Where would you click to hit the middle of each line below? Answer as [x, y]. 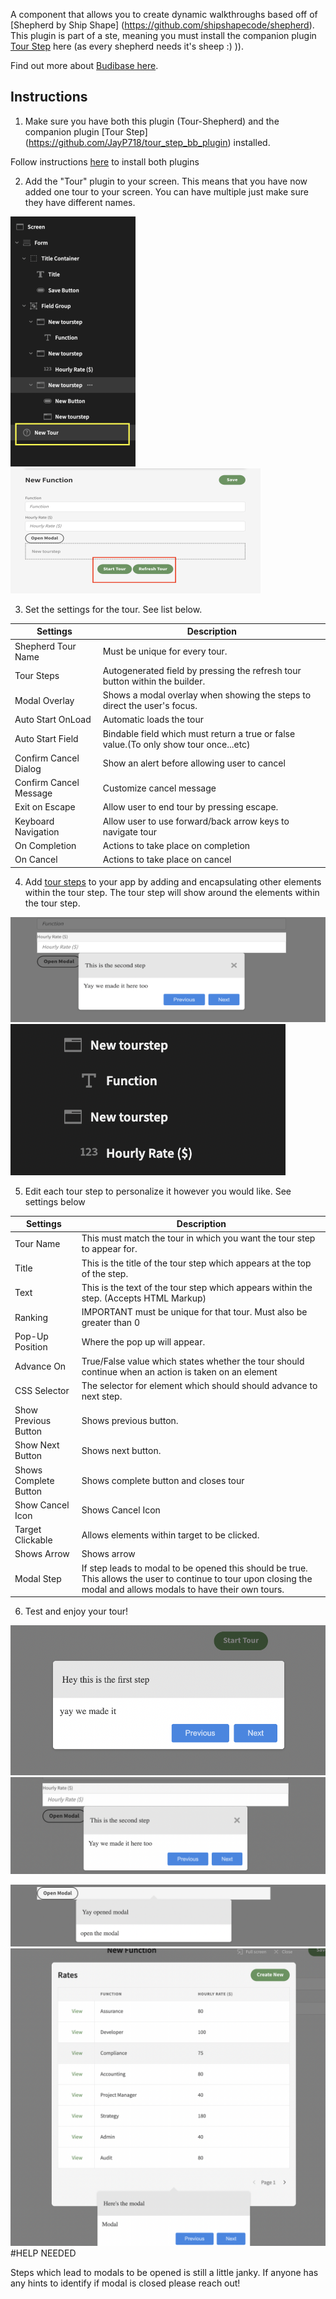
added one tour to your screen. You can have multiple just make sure [166, 191]
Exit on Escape [45, 807]
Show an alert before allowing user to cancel [194, 763]
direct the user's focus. [150, 706]
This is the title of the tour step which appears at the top [196, 1263]
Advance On [40, 1366]
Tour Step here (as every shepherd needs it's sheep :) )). [127, 46]
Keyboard [34, 821]
